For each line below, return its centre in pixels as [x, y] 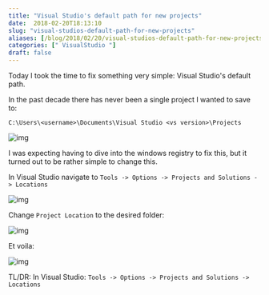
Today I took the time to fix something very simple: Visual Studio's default [130, 76]
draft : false [30, 53]
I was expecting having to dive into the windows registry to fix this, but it [128, 153]
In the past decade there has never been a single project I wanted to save [129, 100]
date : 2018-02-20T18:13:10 [55, 23]
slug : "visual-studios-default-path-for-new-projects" [102, 30]
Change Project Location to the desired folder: [86, 215]
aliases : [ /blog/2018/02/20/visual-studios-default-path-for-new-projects [136, 38]
